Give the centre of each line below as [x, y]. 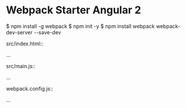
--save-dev [48, 32]
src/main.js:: [21, 66]
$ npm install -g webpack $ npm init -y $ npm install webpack [80, 26]
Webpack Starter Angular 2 [74, 10]
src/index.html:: [25, 44]
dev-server [20, 32]
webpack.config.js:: [30, 88]
